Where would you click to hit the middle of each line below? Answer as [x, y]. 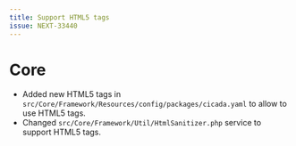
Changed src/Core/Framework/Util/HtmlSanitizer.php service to [142, 123]
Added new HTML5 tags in [72, 94]
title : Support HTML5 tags [59, 17]
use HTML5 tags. [54, 113]
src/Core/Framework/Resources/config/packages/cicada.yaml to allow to [155, 104]
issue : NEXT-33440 [43, 26]
